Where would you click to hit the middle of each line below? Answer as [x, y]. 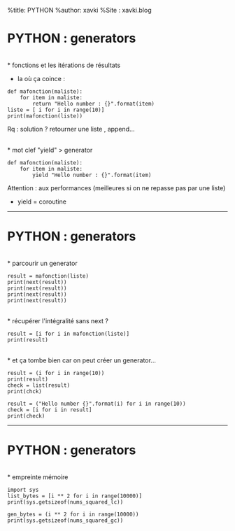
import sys [23, 490]
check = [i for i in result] [50, 410]
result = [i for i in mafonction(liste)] [69, 334]
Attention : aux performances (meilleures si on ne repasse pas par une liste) [116, 187]
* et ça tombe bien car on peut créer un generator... [81, 360]
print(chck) [24, 391]
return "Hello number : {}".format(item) [94, 104]
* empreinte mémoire [38, 477]
